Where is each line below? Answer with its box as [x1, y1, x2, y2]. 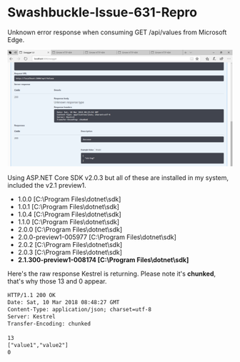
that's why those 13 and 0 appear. [7, 276, 107, 286]
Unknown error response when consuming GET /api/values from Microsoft [7, 28, 227, 36]
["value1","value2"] [7, 341, 69, 348]
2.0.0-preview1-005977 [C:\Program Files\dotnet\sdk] [17, 233, 177, 241]
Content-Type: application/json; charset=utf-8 [7, 306, 152, 313]
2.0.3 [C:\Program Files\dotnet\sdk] [17, 248, 123, 256]
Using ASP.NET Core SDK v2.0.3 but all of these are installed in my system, [7, 173, 229, 182]
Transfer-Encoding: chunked [7, 320, 91, 327]
